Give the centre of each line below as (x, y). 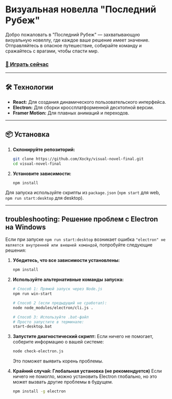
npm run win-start (32, 294)
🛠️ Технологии (29, 87)
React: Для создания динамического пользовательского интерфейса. (89, 102)
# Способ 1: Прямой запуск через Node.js (57, 289)
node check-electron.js (38, 351)
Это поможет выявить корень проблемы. (58, 361)
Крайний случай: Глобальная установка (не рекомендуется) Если (87, 371)
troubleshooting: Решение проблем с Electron (82, 219)
